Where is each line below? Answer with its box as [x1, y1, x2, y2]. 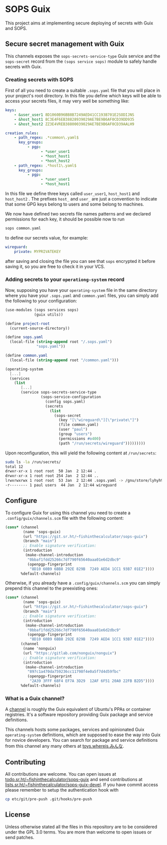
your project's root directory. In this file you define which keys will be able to [5, 93, 162, 99]
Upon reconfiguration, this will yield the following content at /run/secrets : [5, 450, 157, 456]
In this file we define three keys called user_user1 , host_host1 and [5, 191, 140, 197]
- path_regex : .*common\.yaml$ [14, 135, 79, 140]
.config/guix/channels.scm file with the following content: [5, 515, 124, 521]
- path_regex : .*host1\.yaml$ [14, 163, 77, 168]
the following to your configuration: [5, 298, 77, 304]
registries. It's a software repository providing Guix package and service [5, 712, 153, 718]
